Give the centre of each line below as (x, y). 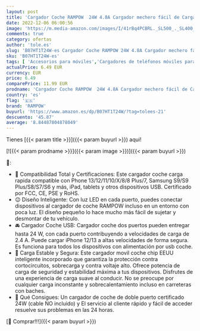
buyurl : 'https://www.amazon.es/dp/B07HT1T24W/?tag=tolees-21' (86, 112)
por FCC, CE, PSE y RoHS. (47, 193)
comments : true (25, 34)
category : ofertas (29, 39)
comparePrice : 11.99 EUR (37, 84)
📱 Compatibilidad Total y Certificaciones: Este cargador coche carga (99, 174)
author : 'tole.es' (29, 45)
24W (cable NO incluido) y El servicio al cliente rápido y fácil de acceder (104, 304)
